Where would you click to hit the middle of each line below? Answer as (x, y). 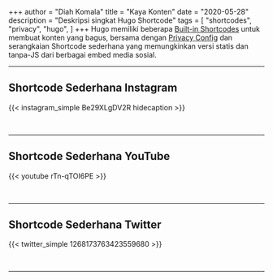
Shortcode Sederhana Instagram (93, 88)
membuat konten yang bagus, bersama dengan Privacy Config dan (121, 37)
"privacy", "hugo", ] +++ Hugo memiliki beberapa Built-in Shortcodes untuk (134, 29)
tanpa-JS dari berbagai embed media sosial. (82, 55)
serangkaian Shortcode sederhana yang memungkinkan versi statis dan (129, 46)
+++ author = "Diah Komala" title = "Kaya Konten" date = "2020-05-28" (129, 12)
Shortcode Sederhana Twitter (85, 225)
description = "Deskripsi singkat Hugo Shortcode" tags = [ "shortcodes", (130, 20)
